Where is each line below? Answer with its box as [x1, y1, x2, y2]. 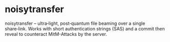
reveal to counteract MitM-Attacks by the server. [5, 31, 107, 37]
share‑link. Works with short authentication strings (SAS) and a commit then [5, 25, 165, 31]
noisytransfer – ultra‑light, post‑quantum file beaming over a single [5, 20, 145, 26]
